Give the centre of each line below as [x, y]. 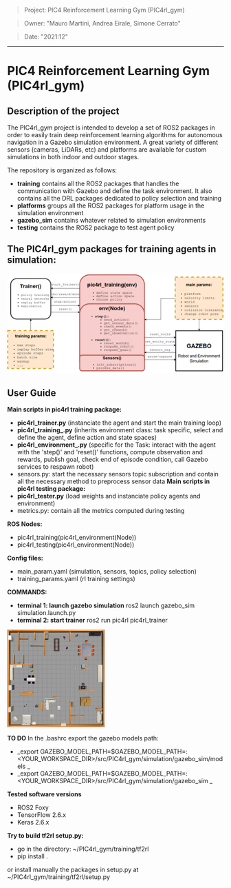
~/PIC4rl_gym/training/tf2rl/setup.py [59, 877]
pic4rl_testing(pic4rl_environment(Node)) [76, 545]
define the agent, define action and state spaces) [87, 437]
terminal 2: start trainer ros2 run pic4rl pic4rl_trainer [92, 620]
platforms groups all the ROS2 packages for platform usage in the [111, 205]
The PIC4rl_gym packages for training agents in [112, 249]
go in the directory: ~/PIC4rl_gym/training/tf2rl [83, 849]
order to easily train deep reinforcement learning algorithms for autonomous [115, 135]
